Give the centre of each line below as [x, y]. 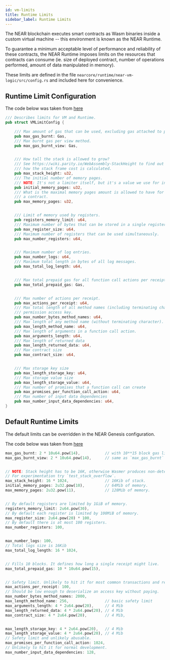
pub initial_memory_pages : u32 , [48, 187]
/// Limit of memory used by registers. [57, 215]
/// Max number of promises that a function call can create [80, 387]
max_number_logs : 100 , [29, 541]
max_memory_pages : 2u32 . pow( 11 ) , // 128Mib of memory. [78, 490]
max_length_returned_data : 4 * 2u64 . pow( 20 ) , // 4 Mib [64, 610]
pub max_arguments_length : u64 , [48, 336]
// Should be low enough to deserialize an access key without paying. [82, 592]
